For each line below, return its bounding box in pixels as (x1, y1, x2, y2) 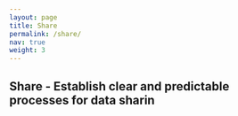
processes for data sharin (9, 92, 155, 107)
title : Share (9, 21, 58, 30)
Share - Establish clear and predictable (9, 79, 230, 94)
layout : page (9, 12, 58, 22)
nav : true (9, 37, 46, 47)
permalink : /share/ (9, 29, 82, 38)
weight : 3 (9, 46, 46, 55)
